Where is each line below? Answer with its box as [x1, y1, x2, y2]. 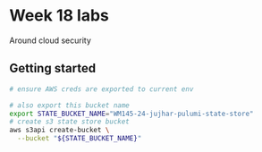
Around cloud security [9, 35, 92, 46]
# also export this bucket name [9, 100, 130, 110]
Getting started [9, 61, 97, 76]
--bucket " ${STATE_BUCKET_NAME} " [17, 134, 142, 143]
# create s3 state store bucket [9, 117, 130, 126]
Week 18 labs [9, 5, 109, 26]
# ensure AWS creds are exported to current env [9, 84, 194, 94]
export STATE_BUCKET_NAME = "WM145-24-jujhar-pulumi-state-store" [9, 109, 254, 118]
